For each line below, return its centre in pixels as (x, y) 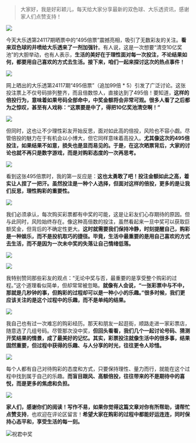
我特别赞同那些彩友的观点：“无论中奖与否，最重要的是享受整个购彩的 (89, 278)
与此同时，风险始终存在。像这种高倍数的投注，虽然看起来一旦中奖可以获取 (95, 221)
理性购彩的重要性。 (49, 191)
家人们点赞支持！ (41, 16)
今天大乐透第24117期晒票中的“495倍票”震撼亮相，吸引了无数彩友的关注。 (94, 40)
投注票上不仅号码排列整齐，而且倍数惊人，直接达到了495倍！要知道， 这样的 (98, 93)
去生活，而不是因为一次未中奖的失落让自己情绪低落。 (70, 243)
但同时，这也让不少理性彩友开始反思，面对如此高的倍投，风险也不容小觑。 (95, 131)
